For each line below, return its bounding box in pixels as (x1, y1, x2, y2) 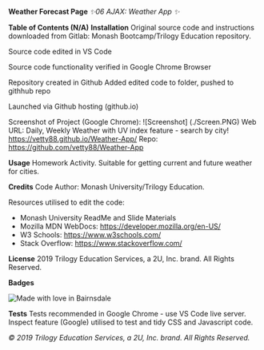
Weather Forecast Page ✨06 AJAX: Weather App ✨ (8, 7, 180, 16)
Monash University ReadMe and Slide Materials (19, 213, 177, 222)
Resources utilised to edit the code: (8, 197, 126, 207)
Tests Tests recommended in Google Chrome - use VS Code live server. (8, 309, 246, 318)
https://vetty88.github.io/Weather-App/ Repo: (8, 134, 158, 143)
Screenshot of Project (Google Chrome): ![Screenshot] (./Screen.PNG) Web (8, 117, 257, 126)
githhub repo (8, 86, 51, 95)
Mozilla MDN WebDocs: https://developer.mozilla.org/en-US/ (19, 221, 222, 231)
